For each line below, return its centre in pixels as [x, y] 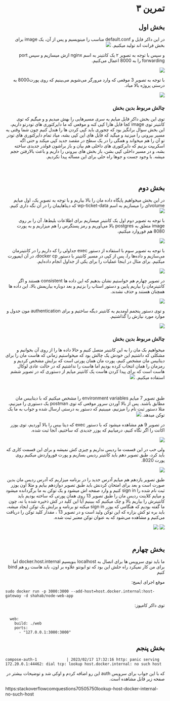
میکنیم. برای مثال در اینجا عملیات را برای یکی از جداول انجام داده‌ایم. [101, 261]
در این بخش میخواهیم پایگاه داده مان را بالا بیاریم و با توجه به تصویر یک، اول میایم [89, 200]
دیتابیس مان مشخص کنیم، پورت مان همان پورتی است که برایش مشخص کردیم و [89, 361]
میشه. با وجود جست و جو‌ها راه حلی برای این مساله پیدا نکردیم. [105, 157]
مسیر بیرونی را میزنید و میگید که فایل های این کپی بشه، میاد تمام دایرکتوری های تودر [86, 135]
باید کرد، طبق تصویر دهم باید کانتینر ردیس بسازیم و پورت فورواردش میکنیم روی [90, 455]
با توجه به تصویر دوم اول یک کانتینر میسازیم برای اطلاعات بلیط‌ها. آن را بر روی [92, 220]
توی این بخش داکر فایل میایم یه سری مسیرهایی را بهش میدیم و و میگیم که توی [91, 119]
